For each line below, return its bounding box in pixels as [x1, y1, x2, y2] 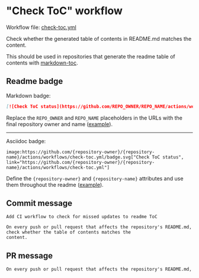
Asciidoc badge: [6, 137, 46, 144]
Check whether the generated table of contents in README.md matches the [6, 35, 192, 42]
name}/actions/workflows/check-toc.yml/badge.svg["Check [6, 154, 150, 160]
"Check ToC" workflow [6, 4, 123, 18]
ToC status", [152, 154, 184, 160]
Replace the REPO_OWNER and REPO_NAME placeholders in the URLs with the [6, 114, 182, 121]
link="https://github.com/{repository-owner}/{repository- [6, 159, 155, 165]
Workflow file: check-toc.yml [6, 24, 77, 31]
